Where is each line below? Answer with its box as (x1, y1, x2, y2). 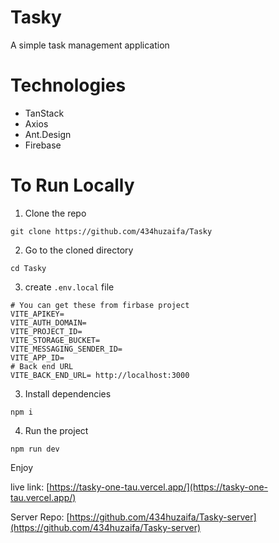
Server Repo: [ (10, 511, 70, 523)
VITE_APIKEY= (10, 309, 65, 319)
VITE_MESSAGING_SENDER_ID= (10, 344, 123, 354)
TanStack (24, 107, 65, 119)
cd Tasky (10, 263, 47, 273)
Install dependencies (24, 387, 112, 400)
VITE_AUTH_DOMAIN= (10, 317, 87, 328)
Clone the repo (24, 207, 87, 219)
